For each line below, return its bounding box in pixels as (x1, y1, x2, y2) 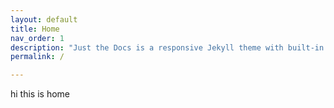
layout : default (10, 14, 78, 25)
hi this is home (10, 88, 70, 100)
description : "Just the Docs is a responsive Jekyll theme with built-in (10, 42, 325, 53)
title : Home (10, 24, 60, 34)
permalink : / (10, 52, 65, 62)
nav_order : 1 (10, 33, 65, 43)
